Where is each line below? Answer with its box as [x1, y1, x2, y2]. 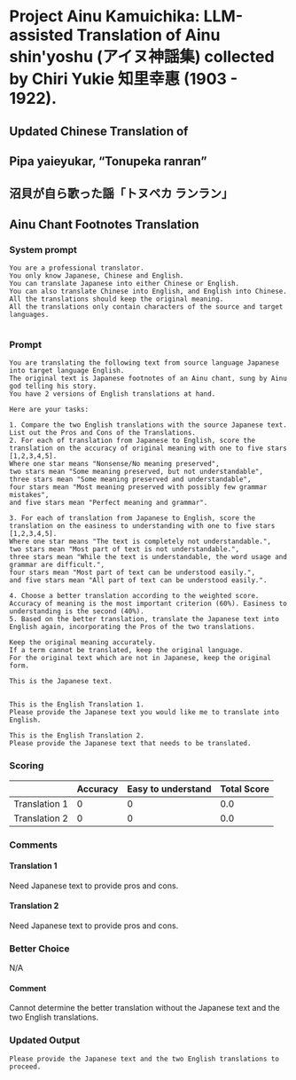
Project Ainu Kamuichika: [9, 6, 201, 27]
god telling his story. [9, 382, 97, 391]
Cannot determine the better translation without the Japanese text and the [9, 1003, 281, 1013]
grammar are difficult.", [9, 561, 105, 570]
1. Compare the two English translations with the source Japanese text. [9, 421, 288, 430]
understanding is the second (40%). [9, 607, 144, 616]
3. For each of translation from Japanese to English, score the [9, 514, 255, 523]
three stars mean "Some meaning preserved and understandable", [9, 475, 252, 485]
